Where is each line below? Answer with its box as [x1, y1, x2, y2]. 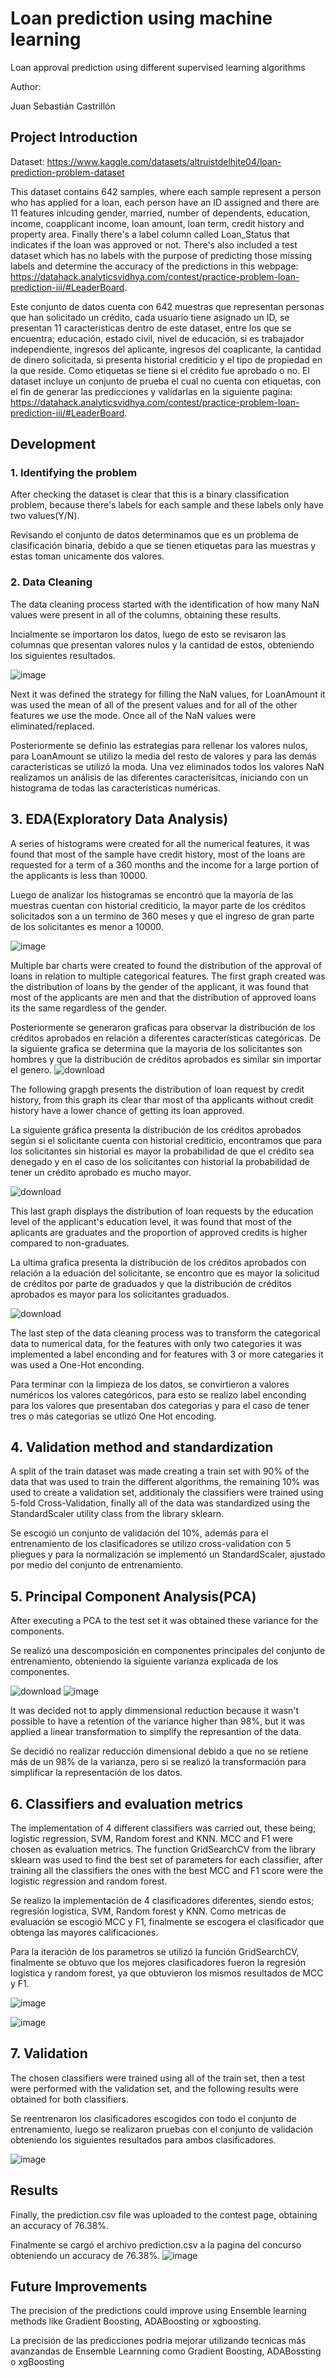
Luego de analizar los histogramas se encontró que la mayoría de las [10, 888, 294, 901]
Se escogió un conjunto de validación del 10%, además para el [10, 1527, 269, 1539]
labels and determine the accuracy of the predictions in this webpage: [10, 260, 299, 272]
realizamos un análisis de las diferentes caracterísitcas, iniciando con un [10, 771, 309, 783]
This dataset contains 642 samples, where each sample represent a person [10, 185, 322, 197]
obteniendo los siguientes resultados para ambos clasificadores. [10, 2133, 277, 2146]
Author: [10, 80, 42, 92]
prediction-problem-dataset [10, 166, 125, 178]
